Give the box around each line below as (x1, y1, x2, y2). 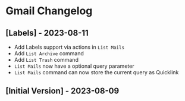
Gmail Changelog (5, 4, 93, 18)
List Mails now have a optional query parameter (14, 62, 134, 70)
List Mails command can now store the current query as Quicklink (14, 69, 179, 75)
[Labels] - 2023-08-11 (5, 28, 89, 38)
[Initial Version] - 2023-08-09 (5, 86, 120, 96)
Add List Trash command (14, 56, 79, 63)
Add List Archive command (14, 50, 84, 57)
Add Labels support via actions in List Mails (14, 43, 125, 50)
